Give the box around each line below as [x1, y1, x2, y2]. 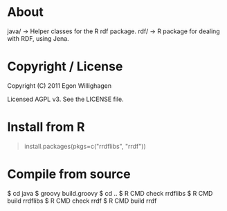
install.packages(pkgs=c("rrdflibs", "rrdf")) [24, 142, 147, 150]
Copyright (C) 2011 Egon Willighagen [7, 81, 112, 90]
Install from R [7, 119, 85, 135]
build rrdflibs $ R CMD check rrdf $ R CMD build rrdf [7, 196, 157, 205]
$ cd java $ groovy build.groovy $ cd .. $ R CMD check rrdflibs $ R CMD [7, 189, 213, 197]
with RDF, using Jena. [7, 34, 69, 42]
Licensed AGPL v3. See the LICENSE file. [7, 95, 124, 103]
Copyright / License [7, 59, 123, 75]
